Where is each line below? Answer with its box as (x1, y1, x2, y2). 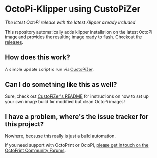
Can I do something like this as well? (5, 80, 117, 88)
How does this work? (5, 53, 70, 62)
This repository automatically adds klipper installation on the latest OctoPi (5, 29, 153, 35)
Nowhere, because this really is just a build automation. (5, 133, 116, 139)
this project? (5, 120, 44, 128)
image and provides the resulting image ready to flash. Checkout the (5, 34, 142, 40)
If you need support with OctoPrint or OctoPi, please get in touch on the (5, 142, 149, 148)
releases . (5, 39, 23, 45)
